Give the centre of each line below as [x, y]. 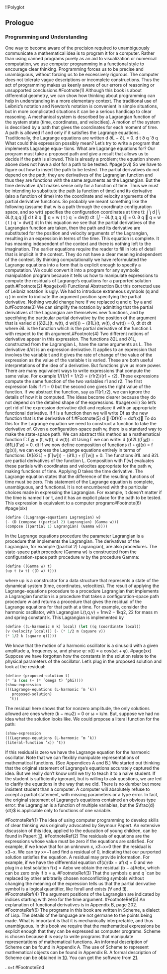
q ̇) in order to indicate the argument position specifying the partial [73, 296]
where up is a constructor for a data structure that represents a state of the [82, 581]
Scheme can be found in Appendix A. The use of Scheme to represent [77, 947]
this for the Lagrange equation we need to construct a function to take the [81, 423]
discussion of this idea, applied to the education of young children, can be [81, 831]
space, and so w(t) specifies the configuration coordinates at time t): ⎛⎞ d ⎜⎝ [83, 212]
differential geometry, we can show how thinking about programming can [80, 95]
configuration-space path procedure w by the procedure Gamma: [72, 557]
